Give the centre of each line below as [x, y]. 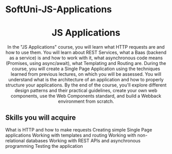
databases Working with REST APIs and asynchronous [83, 140]
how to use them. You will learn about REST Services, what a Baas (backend [86, 53]
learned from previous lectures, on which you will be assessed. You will [86, 74]
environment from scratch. [86, 101]
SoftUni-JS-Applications [59, 9]
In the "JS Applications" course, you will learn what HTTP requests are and [86, 47]
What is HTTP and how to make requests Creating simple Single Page [79, 129]
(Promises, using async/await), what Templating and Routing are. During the [86, 63]
